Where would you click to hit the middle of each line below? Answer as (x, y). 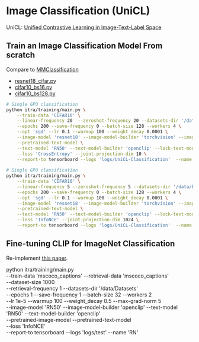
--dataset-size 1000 (31, 282)
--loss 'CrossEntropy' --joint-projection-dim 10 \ (82, 154)
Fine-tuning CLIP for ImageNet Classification (91, 244)
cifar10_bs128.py (35, 93)
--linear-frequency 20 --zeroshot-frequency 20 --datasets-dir (98, 121)
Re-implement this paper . (37, 258)
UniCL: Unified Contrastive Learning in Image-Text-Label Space (84, 27)
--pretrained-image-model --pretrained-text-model (69, 320)
